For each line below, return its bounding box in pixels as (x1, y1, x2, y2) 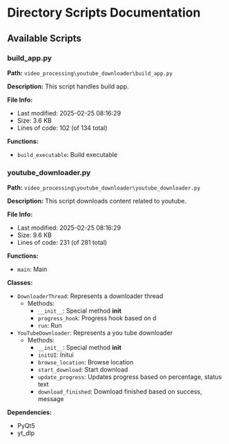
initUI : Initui (37, 351, 74, 359)
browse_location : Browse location (37, 358, 134, 367)
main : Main (17, 265, 48, 274)
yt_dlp (17, 429, 35, 437)
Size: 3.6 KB (17, 116, 52, 124)
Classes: (7, 279, 33, 287)
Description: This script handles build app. (7, 82, 130, 91)
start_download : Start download (37, 365, 128, 374)
